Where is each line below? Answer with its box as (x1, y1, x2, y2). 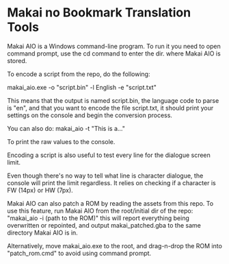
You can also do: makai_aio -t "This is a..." (7, 124, 125, 132)
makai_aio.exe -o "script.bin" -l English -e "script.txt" (7, 83, 157, 91)
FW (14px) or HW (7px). (7, 186, 73, 194)
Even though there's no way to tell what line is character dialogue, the (7, 171, 204, 180)
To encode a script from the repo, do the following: (7, 70, 150, 78)
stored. (7, 56, 27, 64)
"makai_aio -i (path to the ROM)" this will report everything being (7, 214, 190, 222)
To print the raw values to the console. (7, 137, 116, 145)
